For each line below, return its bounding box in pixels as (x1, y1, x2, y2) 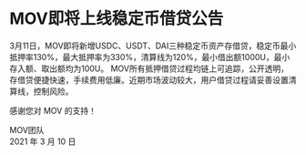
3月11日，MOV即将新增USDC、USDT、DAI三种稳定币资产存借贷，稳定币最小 (9, 40, 297, 51)
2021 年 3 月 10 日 (9, 136, 76, 147)
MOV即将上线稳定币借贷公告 (9, 8, 224, 29)
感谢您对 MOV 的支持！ (9, 105, 97, 116)
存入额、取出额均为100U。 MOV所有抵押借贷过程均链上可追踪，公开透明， (9, 63, 290, 74)
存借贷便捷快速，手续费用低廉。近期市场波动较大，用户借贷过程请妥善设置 (9, 74, 289, 85)
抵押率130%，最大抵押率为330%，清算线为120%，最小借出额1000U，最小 (9, 51, 291, 62)
